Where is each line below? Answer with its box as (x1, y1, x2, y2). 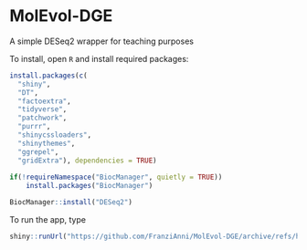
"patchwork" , (17, 113, 68, 123)
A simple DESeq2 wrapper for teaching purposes (9, 36, 195, 47)
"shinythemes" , (17, 139, 76, 148)
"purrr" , (17, 122, 51, 131)
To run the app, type (9, 214, 87, 225)
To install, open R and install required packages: (9, 53, 189, 64)
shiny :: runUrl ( (9, 232, 68, 242)
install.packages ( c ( (9, 70, 89, 80)
